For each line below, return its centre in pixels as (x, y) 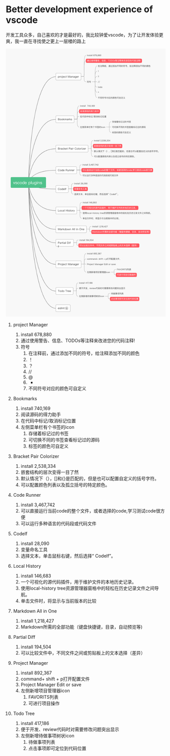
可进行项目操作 (44, 703)
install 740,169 (36, 408)
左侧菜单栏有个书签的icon (47, 427)
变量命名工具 (34, 549)
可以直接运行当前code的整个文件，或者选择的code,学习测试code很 (91, 510)
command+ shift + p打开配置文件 (55, 679)
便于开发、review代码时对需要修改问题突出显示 (70, 729)
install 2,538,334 (38, 466)
